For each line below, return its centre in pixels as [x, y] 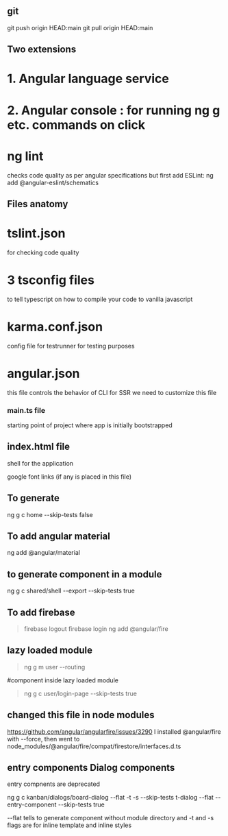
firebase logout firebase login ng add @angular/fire [96, 629]
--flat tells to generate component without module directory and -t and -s [111, 818]
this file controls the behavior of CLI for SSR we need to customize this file [112, 392]
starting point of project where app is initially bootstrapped [90, 425]
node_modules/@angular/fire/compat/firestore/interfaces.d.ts [94, 746]
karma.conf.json [55, 327]
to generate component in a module [85, 574]
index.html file [39, 447]
